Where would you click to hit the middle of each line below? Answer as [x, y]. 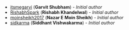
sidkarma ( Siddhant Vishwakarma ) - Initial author [62, 23]
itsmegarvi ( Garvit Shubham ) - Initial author [56, 7]
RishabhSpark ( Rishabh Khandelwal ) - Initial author [64, 12]
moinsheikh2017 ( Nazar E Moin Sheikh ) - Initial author [67, 17]
